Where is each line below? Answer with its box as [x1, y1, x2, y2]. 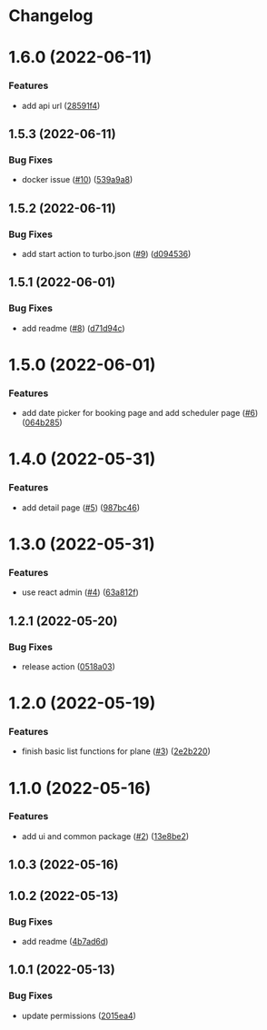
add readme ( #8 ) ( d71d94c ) [21, 322, 125, 333]
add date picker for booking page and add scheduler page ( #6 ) [21, 408, 259, 419]
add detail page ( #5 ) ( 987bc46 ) [21, 501, 141, 513]
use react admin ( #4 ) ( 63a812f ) [21, 587, 140, 598]
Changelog [8, 5, 94, 26]
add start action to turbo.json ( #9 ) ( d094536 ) [21, 249, 192, 260]
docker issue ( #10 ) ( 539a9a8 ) [21, 174, 133, 185]
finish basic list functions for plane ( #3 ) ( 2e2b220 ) [21, 746, 211, 757]
